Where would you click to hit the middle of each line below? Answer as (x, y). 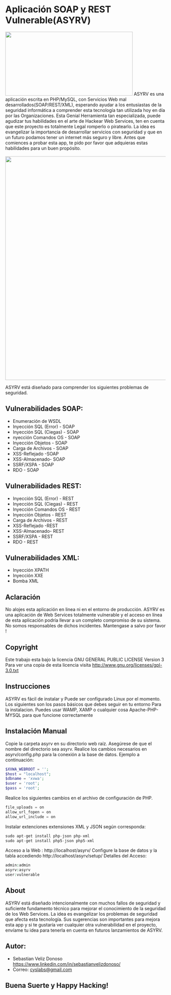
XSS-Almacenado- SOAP (39, 459)
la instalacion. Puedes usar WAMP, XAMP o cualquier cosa (67, 710)
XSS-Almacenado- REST (38, 531)
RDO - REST (25, 542)
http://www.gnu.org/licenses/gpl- (127, 665)
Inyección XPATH (31, 570)
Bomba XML (26, 581)
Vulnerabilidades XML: (42, 558)
